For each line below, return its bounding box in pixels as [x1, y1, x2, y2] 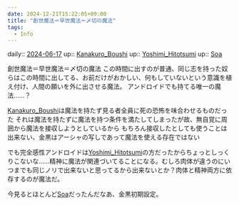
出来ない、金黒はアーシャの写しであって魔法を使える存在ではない [7, 133, 200, 142]
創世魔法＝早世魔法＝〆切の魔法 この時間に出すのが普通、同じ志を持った [7, 65, 222, 73]
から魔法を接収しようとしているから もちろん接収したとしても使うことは [13, 124, 228, 132]
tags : [7, 23, 24, 31]
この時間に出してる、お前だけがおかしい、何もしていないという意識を [19, 73, 226, 82]
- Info [14, 30, 34, 38]
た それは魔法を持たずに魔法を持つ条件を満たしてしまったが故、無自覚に [7, 115, 221, 124]
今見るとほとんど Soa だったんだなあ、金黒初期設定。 [7, 190, 163, 199]
